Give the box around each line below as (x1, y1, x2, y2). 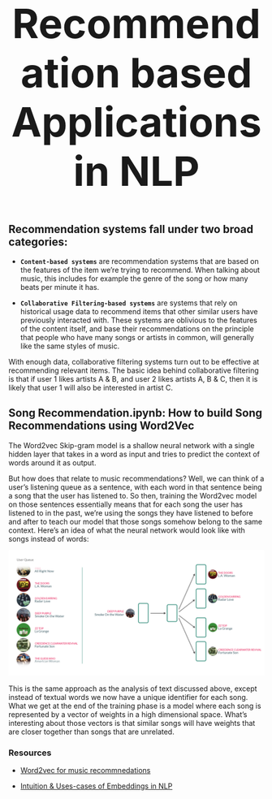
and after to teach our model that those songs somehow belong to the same (8, 516, 262, 526)
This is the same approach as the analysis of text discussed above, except (8, 684, 257, 693)
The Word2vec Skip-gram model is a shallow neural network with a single (8, 440, 255, 450)
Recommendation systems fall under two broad (8, 222, 254, 236)
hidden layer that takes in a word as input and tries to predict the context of (8, 449, 261, 459)
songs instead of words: (8, 533, 89, 543)
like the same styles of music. (19, 341, 120, 351)
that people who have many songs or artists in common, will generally (19, 333, 254, 343)
